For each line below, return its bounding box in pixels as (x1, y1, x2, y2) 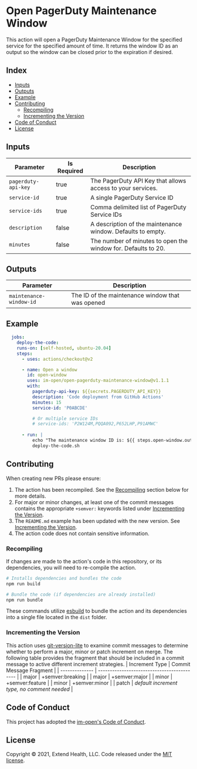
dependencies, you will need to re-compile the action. (6, 564, 137, 571)
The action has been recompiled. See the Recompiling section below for (14, 486, 189, 493)
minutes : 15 (32, 399, 62, 405)
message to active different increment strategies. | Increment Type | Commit (6, 660, 191, 667)
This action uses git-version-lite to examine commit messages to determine (6, 642, 189, 649)
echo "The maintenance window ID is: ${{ (32, 438, 135, 444)
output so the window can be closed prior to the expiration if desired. (6, 48, 173, 55)
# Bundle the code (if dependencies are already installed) (6, 592, 157, 597)
